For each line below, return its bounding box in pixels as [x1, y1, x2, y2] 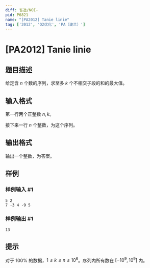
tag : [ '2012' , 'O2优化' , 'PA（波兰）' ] [5, 22, 86, 27]
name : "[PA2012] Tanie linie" [5, 17, 70, 22]
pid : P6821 [5, 12, 29, 17]
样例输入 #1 [5, 186, 33, 193]
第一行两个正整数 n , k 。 [5, 111, 55, 117]
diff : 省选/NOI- [5, 7, 38, 13]
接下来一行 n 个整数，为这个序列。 [5, 122, 78, 128]
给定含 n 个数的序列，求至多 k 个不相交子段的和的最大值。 [5, 80, 128, 86]
